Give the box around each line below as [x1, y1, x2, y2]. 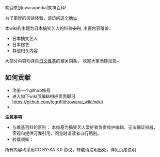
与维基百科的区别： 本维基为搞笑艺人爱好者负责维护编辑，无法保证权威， [12, 124, 158, 130]
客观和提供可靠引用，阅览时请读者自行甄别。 [12, 130, 102, 136]
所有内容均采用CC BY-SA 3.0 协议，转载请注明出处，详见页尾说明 [5, 146, 136, 152]
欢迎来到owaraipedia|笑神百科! [5, 5, 66, 10]
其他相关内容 [12, 48, 38, 53]
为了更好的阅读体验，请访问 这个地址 [5, 15, 78, 21]
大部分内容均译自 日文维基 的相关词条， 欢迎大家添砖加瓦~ [5, 58, 120, 63]
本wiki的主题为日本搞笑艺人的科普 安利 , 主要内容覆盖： [5, 25, 113, 31]
